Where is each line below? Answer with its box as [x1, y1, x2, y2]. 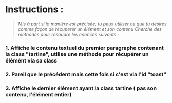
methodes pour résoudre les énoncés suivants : [17, 31, 119, 37]
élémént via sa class [5, 57, 58, 64]
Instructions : [5, 4, 64, 15]
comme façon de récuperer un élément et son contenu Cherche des [17, 26, 162, 32]
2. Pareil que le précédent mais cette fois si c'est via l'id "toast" [5, 71, 167, 78]
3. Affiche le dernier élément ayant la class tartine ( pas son [5, 85, 157, 92]
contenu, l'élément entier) [5, 91, 72, 98]
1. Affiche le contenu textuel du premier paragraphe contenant [5, 44, 164, 51]
